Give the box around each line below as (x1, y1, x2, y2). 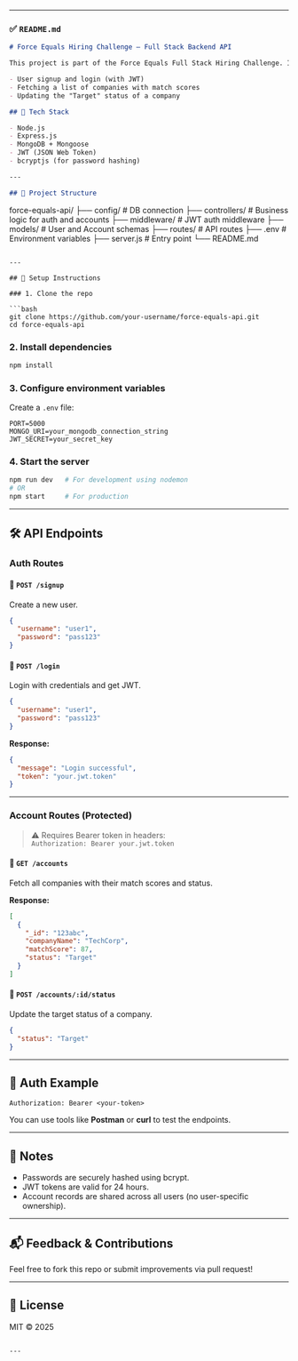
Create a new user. (9, 599, 78, 610)
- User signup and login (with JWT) (9, 75, 145, 84)
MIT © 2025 (9, 1321, 55, 1332)
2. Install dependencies (9, 340, 113, 353)
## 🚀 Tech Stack (9, 108, 69, 116)
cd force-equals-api (9, 320, 86, 329)
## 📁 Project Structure (9, 188, 98, 197)
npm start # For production (9, 492, 129, 501)
